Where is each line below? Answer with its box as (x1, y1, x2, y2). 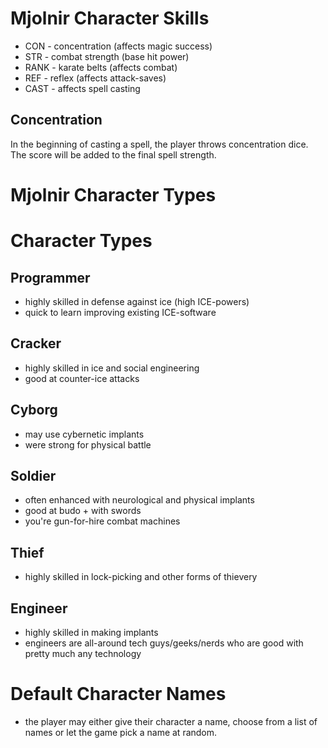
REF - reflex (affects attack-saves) (24, 72, 167, 84)
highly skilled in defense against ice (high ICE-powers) (24, 295, 250, 307)
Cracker (10, 335, 62, 352)
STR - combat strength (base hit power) (24, 50, 190, 62)
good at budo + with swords (24, 505, 142, 517)
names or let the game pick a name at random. (24, 726, 218, 738)
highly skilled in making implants (24, 627, 159, 638)
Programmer (10, 269, 91, 286)
